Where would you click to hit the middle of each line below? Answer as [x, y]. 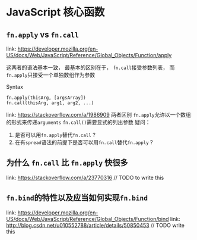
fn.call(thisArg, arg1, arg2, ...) [50, 103]
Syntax [15, 87]
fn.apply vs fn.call [42, 34]
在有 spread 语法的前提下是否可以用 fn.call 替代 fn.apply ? [84, 142]
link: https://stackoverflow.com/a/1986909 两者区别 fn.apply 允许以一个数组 [99, 115]
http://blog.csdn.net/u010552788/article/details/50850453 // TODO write [96, 225]
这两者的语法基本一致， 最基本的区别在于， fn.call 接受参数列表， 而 [90, 67]
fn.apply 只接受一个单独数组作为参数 [51, 75]
